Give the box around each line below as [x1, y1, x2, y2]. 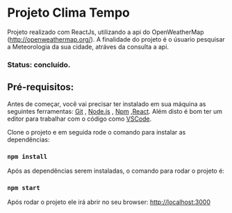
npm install [7, 153, 48, 160]
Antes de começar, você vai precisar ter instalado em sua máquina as [7, 99, 206, 108]
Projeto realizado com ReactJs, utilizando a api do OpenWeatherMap [7, 28, 204, 36]
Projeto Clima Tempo [7, 5, 130, 21]
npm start [7, 184, 40, 191]
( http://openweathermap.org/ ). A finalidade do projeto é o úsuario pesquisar [7, 35, 226, 43]
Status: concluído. [7, 60, 71, 69]
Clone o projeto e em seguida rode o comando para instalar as [7, 128, 186, 136]
